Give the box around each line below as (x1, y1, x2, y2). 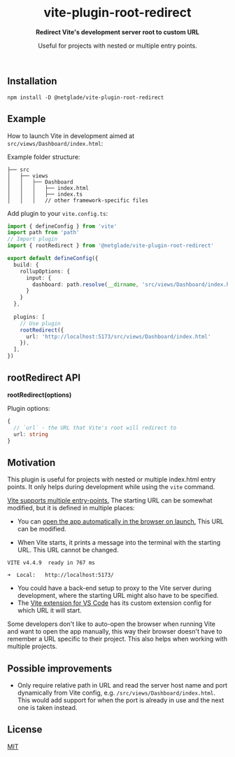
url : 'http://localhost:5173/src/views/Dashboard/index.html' (25, 333, 211, 340)
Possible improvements (7, 662, 113, 674)
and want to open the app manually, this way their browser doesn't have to (7, 627, 222, 636)
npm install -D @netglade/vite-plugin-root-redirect (7, 94, 164, 101)
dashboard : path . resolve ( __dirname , (32, 281, 139, 288)
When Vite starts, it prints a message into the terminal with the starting (17, 538, 221, 547)
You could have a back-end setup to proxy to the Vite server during (17, 584, 212, 592)
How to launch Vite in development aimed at (7, 131, 135, 140)
